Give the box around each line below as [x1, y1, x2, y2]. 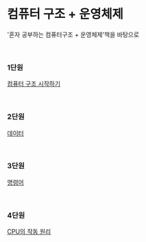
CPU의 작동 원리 [7, 228, 51, 236]
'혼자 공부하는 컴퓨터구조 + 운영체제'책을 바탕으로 [7, 30, 139, 39]
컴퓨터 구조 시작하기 [7, 80, 60, 88]
